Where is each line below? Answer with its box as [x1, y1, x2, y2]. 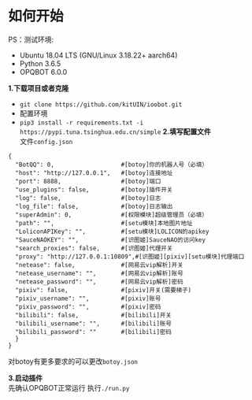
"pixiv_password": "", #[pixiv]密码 [15, 302, 161, 311]
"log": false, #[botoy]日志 [15, 194, 161, 202]
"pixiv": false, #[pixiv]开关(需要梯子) [15, 286, 192, 294]
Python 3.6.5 [19, 58, 61, 68]
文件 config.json [19, 136, 73, 146]
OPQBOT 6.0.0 [19, 67, 68, 76]
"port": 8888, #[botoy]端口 [15, 177, 161, 185]
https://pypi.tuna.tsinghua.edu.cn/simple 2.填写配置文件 [19, 127, 211, 136]
